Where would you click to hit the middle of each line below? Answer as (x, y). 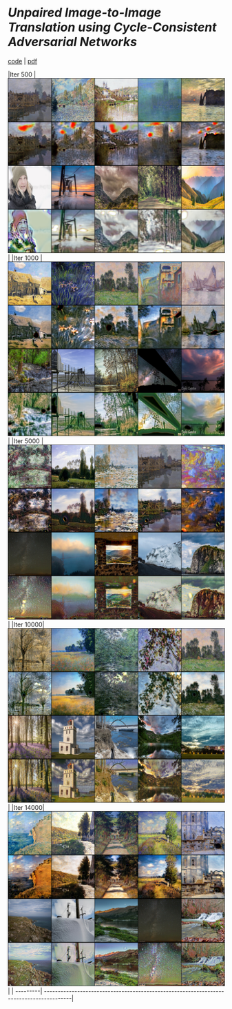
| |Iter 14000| (26, 808)
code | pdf (22, 61)
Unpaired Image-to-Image (85, 13)
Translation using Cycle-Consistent (112, 27)
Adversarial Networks (72, 42)
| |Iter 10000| (26, 624)
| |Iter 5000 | (26, 441)
